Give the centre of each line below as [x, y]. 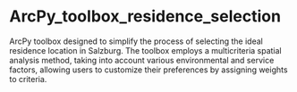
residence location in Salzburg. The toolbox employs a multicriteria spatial [145, 50]
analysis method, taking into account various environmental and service [142, 60]
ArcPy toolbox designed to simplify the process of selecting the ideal [136, 41]
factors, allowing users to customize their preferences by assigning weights [148, 70]
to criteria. [28, 79]
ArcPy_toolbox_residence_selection [145, 17]
